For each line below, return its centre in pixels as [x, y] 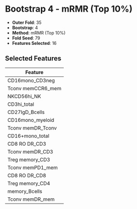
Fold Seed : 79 [26, 38]
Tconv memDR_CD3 [30, 152]
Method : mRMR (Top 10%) [39, 33]
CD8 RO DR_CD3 [27, 144]
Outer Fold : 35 [27, 22]
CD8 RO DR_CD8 [27, 175]
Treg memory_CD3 [29, 159]
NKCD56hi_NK [24, 96]
